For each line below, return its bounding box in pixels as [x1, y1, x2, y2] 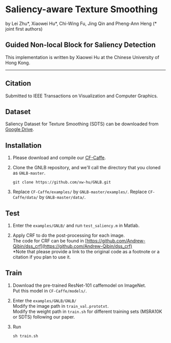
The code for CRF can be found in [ [12, 238, 87, 244]
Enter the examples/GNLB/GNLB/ [12, 297, 77, 304]
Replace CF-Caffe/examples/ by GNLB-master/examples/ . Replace [12, 189, 147, 195]
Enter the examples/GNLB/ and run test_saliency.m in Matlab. [12, 223, 140, 228]
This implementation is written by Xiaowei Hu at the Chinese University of [5, 54, 159, 60]
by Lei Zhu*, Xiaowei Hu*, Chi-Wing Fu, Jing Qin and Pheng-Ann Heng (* [5, 20, 157, 27]
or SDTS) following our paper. [12, 313, 75, 320]
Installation [5, 141, 42, 150]
